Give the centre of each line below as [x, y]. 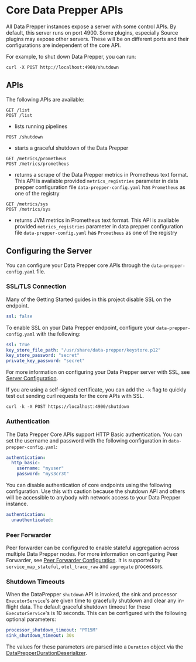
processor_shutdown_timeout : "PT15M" [52, 630]
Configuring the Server [49, 251]
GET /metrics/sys [27, 204]
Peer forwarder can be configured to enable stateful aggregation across [93, 548]
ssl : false [19, 316]
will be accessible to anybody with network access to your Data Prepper [93, 498]
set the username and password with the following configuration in [87, 440]
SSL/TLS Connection [36, 286]
